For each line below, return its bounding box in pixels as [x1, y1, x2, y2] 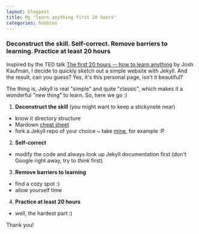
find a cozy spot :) [14, 180, 60, 187]
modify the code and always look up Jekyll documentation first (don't [14, 150, 187, 157]
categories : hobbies [6, 20, 58, 26]
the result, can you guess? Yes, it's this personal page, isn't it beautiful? [6, 73, 183, 81]
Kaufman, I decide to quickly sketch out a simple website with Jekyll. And [6, 67, 188, 74]
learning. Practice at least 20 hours [6, 47, 111, 56]
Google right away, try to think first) [14, 157, 103, 164]
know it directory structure [14, 114, 81, 121]
